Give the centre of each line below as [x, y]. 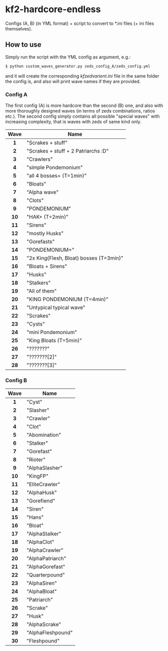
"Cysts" [36, 324]
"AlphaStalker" [44, 534]
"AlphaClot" [40, 542]
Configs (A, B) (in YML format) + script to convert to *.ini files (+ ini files [80, 23]
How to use [23, 45]
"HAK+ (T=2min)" [48, 216]
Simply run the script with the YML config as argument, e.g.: [68, 57]
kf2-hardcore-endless [53, 9]
